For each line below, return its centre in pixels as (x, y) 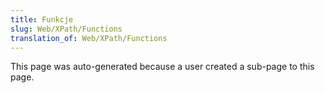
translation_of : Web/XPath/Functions (89, 38)
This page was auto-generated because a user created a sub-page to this (162, 67)
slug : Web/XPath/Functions (66, 29)
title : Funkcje (42, 19)
